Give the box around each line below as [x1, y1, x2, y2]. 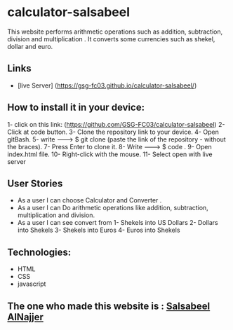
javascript [17, 280, 46, 288]
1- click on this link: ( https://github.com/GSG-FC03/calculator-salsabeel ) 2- [7, 120, 225, 128]
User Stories [7, 177, 63, 189]
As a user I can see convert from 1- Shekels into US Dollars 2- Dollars [17, 219, 219, 227]
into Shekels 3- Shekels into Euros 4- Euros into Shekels [17, 226, 180, 235]
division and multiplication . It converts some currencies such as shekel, [7, 34, 215, 43]
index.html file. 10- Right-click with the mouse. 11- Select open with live [7, 150, 213, 158]
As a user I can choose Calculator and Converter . [17, 196, 162, 205]
